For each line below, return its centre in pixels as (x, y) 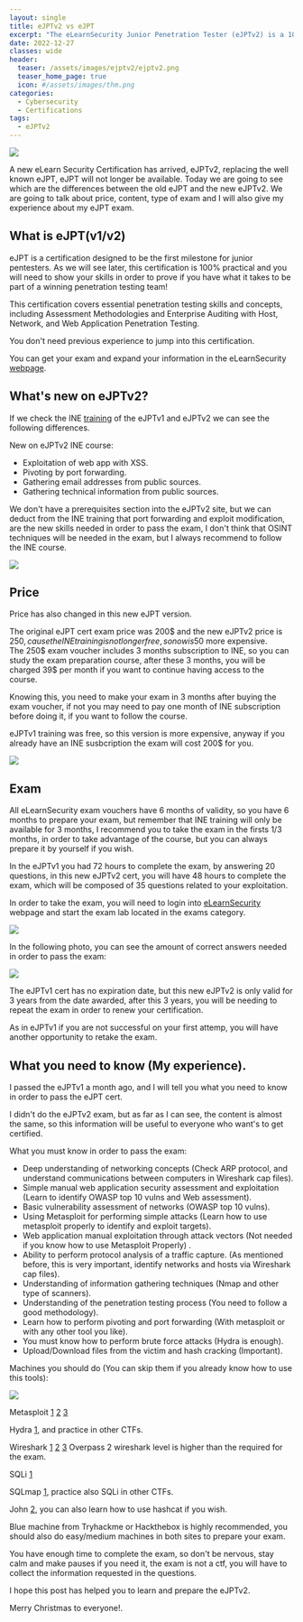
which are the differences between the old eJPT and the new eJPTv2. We (146, 189)
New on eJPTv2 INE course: (62, 445)
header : (24, 60)
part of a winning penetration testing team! (89, 286)
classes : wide (36, 51)
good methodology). (60, 1312)
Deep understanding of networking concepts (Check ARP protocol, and (155, 1169)
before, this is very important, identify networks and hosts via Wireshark (156, 1265)
